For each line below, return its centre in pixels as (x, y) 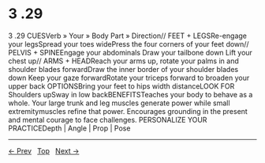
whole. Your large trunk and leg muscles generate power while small (119, 103)
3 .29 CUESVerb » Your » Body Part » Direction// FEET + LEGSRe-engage (127, 36)
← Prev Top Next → (44, 150)
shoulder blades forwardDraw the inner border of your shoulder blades (123, 69)
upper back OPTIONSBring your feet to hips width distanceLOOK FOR (121, 86)
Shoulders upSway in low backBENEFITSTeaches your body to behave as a (131, 94)
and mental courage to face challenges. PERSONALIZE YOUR (108, 119)
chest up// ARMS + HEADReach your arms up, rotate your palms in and (123, 61)
